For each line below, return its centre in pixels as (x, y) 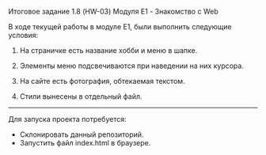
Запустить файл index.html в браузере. (85, 143)
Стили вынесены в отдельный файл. (81, 96)
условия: (23, 35)
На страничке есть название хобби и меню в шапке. (108, 50)
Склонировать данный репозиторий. (82, 134)
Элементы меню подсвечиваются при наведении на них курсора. (131, 66)
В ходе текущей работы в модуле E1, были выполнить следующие (120, 26)
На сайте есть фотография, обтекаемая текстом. (102, 81)
